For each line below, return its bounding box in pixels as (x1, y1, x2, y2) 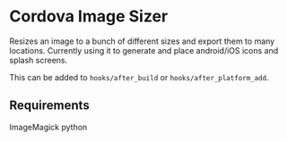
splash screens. (9, 54, 68, 65)
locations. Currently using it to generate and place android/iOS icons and (9, 45, 279, 55)
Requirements (9, 98, 90, 113)
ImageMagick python (9, 121, 88, 132)
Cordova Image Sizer (9, 6, 169, 27)
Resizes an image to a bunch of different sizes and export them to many (9, 36, 275, 46)
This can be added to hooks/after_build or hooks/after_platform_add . (9, 71, 269, 82)
